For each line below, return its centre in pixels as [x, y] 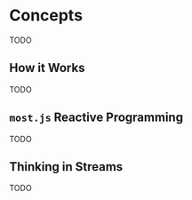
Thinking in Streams [66, 167]
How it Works [47, 68]
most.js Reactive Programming [96, 118]
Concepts [46, 16]
